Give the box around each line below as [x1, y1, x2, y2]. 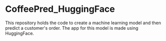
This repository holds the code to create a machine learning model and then [5, 20, 161, 26]
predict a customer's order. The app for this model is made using [5, 25, 139, 31]
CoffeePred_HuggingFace [5, 3, 115, 15]
